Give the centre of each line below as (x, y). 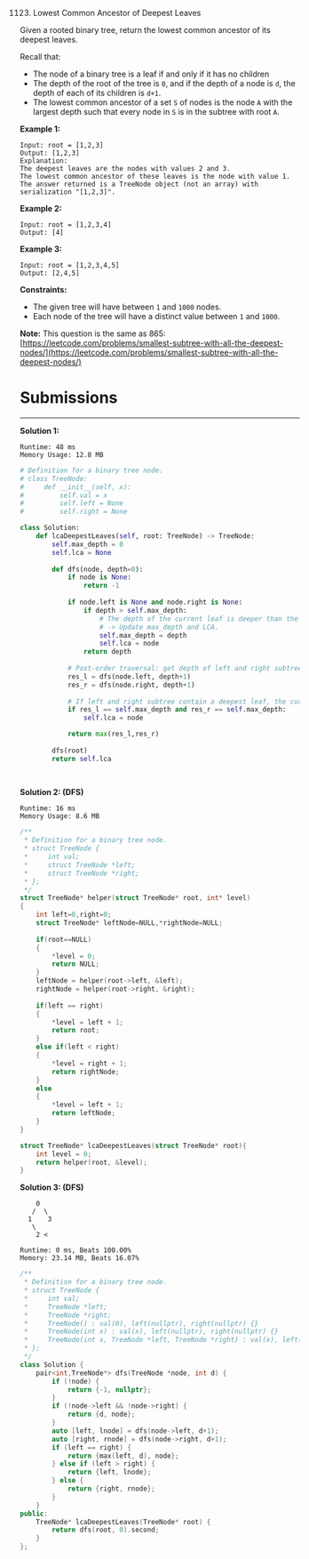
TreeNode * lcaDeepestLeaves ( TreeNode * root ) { (123, 1522)
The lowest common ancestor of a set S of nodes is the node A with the (162, 102)
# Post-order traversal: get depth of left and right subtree (185, 669)
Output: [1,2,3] (50, 153)
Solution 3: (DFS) (52, 1187)
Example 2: (41, 209)
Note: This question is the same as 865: (93, 333)
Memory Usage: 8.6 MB (60, 816)
